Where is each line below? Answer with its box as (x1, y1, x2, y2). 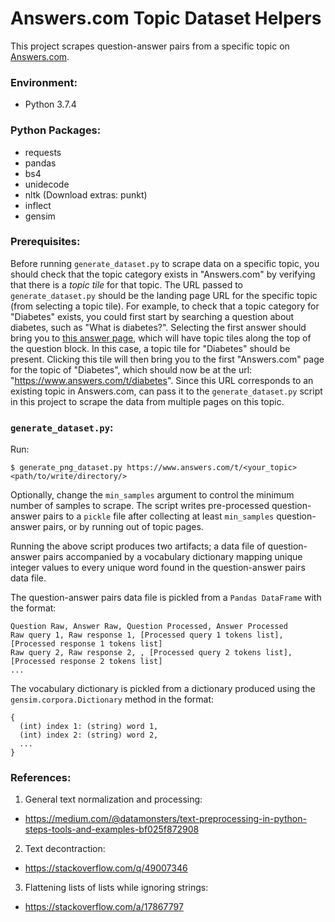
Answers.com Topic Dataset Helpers (10, 7, 322, 30)
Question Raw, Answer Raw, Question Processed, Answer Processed (10, 622, 288, 632)
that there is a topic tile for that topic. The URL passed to (10, 278, 244, 291)
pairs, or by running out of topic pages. (43, 521, 204, 533)
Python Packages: (10, 123, 102, 137)
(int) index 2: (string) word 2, (19, 730, 159, 741)
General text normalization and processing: (24, 793, 203, 806)
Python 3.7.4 (24, 98, 77, 111)
